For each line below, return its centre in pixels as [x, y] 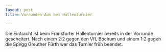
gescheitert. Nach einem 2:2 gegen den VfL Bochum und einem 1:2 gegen [83, 39]
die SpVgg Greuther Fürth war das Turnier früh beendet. [64, 44]
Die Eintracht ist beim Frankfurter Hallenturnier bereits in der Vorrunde [79, 33]
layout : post [19, 10]
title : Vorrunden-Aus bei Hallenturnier [49, 15]
